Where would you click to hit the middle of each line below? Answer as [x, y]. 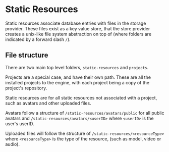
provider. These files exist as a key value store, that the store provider [78, 28]
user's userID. [20, 123]
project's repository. [26, 88]
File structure [27, 55]
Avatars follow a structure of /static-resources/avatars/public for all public [85, 113]
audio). [13, 144]
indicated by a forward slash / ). [38, 39]
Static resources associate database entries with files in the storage [76, 23]
